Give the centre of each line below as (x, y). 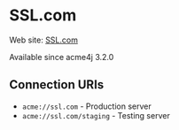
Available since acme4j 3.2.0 (62, 57)
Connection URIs (57, 85)
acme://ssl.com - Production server (87, 106)
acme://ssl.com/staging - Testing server (96, 115)
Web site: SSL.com (43, 40)
